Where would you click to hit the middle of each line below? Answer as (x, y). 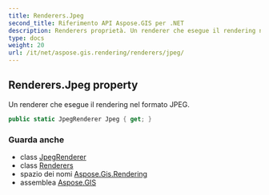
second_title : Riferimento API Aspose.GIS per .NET (96, 23)
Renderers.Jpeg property (73, 85)
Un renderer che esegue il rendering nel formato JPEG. (99, 104)
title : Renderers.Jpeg (46, 16)
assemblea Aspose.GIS (58, 182)
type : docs (26, 38)
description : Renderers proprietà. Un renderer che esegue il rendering (132, 30)
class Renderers (46, 165)
